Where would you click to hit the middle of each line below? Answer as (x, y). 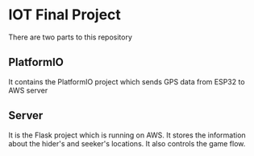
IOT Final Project (65, 15)
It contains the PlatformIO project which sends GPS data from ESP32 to (127, 81)
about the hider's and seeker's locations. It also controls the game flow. (127, 143)
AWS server (28, 90)
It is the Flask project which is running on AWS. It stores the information (127, 135)
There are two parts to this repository (71, 37)
